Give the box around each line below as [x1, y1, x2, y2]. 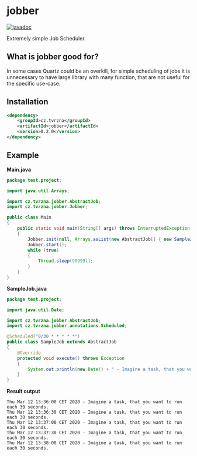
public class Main [6, 215, 51, 220]
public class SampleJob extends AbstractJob [6, 339, 117, 345]
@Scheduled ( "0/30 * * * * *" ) [6, 334, 81, 339]
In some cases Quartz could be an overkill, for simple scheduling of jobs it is [6, 67, 191, 74]
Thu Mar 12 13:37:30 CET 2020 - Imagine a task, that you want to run [6, 430, 182, 436]
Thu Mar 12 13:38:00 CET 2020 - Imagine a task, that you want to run [6, 440, 182, 446]
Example [6, 151, 39, 161]
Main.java [6, 166, 32, 173]
